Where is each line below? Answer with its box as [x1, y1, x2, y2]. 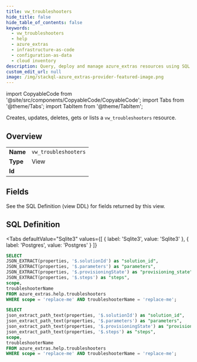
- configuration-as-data [11, 52, 72, 58]
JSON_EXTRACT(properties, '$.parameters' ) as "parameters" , [6, 264, 157, 270]
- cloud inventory [11, 58, 57, 63]
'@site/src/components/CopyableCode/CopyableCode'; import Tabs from [6, 96, 185, 103]
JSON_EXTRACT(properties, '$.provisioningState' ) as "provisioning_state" [6, 269, 193, 275]
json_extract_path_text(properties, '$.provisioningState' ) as [6, 324, 164, 330]
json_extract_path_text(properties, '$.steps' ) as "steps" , [6, 329, 157, 335]
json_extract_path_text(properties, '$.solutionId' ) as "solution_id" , [6, 313, 185, 319]
